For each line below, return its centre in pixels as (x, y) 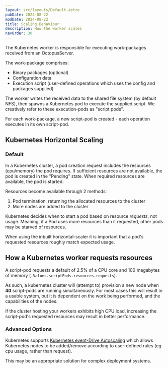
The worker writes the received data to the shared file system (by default (81, 98)
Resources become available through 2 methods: (56, 191)
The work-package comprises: (37, 63)
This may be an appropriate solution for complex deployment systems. (78, 360)
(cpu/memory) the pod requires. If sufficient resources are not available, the (84, 171)
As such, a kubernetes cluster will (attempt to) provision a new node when (82, 285)
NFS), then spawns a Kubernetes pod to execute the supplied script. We (80, 104)
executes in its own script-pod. (37, 124)
